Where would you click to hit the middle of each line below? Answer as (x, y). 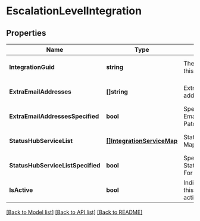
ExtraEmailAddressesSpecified (54, 116)
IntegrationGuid (32, 67)
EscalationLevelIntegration (74, 11)
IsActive (21, 190)
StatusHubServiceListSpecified (55, 165)
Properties (26, 33)
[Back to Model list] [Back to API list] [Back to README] (74, 212)
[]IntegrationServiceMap (142, 141)
